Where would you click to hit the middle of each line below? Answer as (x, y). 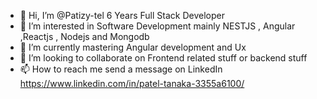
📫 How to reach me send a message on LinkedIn (121, 69)
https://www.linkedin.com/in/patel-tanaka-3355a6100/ (132, 83)
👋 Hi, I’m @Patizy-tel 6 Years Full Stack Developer (122, 15)
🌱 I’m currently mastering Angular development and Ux (133, 47)
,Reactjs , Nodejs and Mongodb (84, 36)
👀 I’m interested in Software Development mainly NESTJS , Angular (157, 26)
